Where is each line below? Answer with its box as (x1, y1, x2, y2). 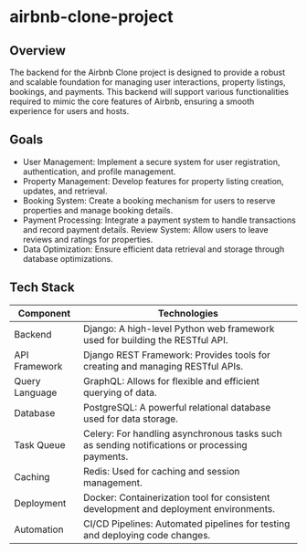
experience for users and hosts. (9, 106, 130, 116)
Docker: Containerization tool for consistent (83, 491, 270, 504)
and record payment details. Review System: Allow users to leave (22, 224, 270, 235)
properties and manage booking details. (22, 204, 174, 215)
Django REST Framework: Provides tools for (83, 349, 271, 361)
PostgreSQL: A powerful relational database (83, 401, 271, 413)
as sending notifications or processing (83, 438, 249, 451)
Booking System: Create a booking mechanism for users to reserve (22, 194, 276, 206)
